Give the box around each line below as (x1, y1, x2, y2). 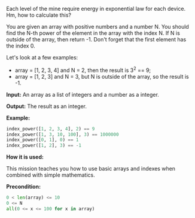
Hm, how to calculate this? (6, 11, 72, 19)
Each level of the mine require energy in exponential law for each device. (6, 5, 186, 12)
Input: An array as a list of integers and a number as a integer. (6, 91, 160, 98)
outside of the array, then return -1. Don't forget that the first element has (6, 36, 187, 43)
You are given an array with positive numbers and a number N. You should (6, 23, 190, 30)
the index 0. (6, 42, 36, 49)
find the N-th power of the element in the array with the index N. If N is (6, 29, 181, 37)
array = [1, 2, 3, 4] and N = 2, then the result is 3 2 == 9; (14, 65, 151, 74)
